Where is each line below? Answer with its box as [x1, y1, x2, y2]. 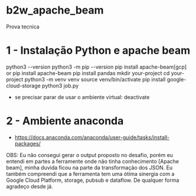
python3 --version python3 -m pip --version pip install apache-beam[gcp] [6, 63, 187, 70]
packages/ [14, 140, 41, 147]
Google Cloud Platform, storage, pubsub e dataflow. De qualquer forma [6, 177, 179, 184]
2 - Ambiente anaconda [6, 115, 124, 128]
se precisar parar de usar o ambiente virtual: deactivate [14, 93, 150, 100]
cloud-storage [6, 82, 41, 89]
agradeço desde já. [6, 182, 53, 190]
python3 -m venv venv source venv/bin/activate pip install [24, 76, 166, 83]
